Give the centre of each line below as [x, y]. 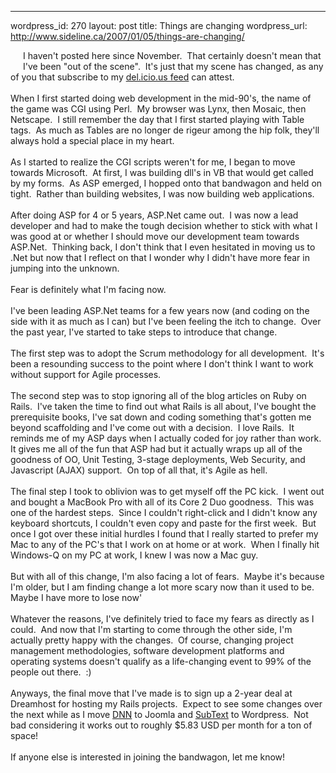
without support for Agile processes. [86, 374]
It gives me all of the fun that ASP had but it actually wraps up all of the [156, 449]
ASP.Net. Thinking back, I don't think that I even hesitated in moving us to [163, 247]
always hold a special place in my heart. [92, 140]
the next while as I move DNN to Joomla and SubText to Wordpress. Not [159, 714]
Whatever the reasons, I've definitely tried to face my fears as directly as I [162, 619]
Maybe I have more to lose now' [76, 597]
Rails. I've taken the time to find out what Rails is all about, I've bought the [163, 406]
